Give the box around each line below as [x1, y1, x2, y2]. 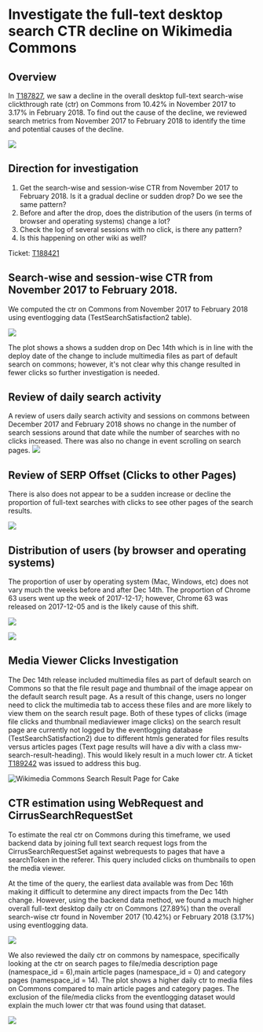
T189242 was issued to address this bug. [8, 758, 141, 768]
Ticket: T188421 [8, 248, 60, 257]
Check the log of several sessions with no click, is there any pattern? [19, 224, 243, 234]
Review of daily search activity [8, 391, 162, 404]
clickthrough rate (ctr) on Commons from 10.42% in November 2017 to [8, 100, 236, 109]
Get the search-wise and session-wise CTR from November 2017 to [19, 182, 239, 192]
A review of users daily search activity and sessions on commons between [8, 411, 250, 421]
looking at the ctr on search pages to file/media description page [8, 958, 218, 968]
